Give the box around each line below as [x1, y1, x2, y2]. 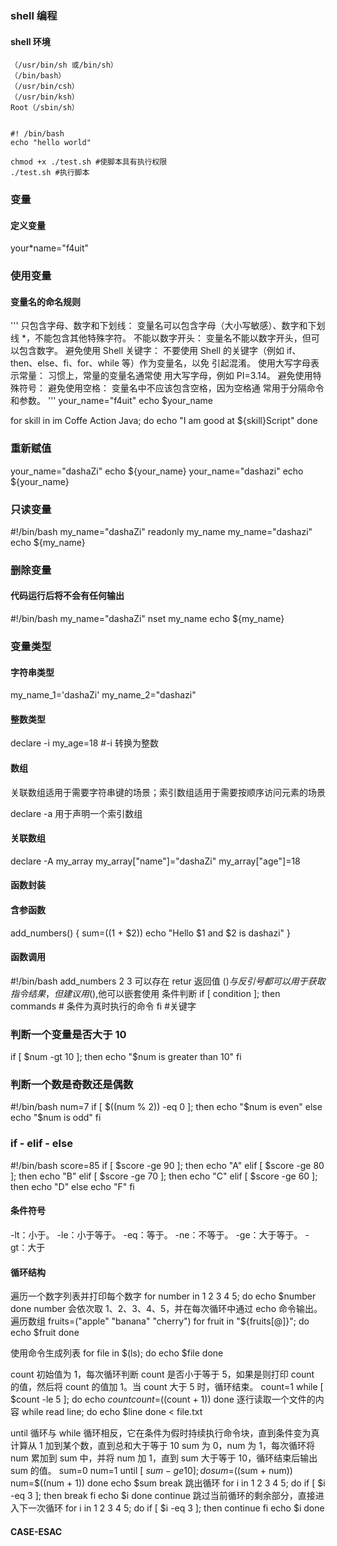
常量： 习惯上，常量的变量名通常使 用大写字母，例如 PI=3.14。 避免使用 [18, 370, 313, 382]
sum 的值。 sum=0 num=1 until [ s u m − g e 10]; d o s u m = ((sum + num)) [10, 1465, 293, 1477]
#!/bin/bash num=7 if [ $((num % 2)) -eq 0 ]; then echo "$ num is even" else [10, 1101, 323, 1113]
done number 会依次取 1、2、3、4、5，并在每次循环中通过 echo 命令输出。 [10, 1303, 323, 1315]
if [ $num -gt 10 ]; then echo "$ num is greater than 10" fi [10, 1051, 242, 1063]
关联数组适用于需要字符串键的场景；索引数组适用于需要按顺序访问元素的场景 [10, 786, 326, 798]
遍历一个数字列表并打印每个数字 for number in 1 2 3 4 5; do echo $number [10, 1290, 317, 1302]
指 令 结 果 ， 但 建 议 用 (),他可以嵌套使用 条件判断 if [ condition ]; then [10, 987, 281, 999]
